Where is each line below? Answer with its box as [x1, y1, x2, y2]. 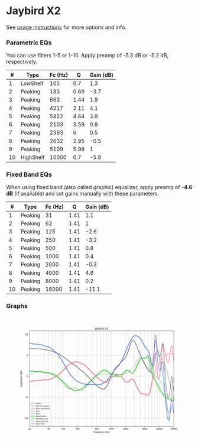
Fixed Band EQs [6, 170, 52, 178]
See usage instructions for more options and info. [6, 24, 127, 31]
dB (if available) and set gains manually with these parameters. [6, 190, 160, 197]
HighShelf [20, 154, 45, 161]
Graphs [6, 302, 28, 310]
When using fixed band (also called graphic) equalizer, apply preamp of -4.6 [6, 184, 193, 191]
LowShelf [20, 80, 44, 87]
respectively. [6, 58, 37, 66]
